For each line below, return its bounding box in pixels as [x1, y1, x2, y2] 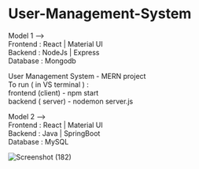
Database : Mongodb [8, 56, 76, 66]
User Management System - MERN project [8, 71, 146, 81]
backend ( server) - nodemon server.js [8, 96, 134, 106]
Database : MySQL [8, 137, 69, 146]
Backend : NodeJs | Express [8, 47, 100, 57]
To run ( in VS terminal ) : [8, 80, 89, 89]
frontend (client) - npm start [8, 88, 99, 97]
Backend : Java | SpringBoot [8, 128, 101, 138]
